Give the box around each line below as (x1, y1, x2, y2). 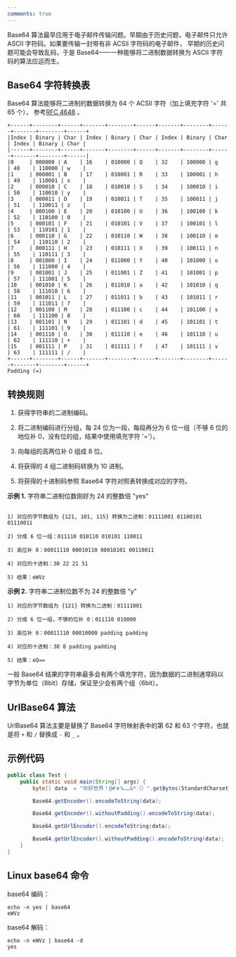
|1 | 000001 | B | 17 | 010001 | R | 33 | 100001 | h (7, 171, 218, 178)
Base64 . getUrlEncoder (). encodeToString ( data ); (32, 823, 171, 830)
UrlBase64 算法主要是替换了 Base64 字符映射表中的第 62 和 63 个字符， (7, 721, 217, 730)
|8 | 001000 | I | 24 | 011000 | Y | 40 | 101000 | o (7, 257, 218, 264)
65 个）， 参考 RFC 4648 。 (7, 108, 84, 117)
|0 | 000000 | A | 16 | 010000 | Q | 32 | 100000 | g (7, 159, 218, 166)
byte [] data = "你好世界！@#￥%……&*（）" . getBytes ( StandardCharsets (32, 784, 232, 792)
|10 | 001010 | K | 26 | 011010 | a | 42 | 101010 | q (7, 282, 218, 289)
